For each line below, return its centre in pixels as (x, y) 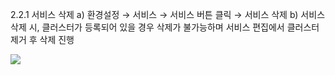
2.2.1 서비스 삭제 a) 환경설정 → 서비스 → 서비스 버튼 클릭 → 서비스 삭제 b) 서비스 (168, 14)
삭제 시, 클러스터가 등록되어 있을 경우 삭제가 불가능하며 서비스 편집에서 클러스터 (165, 27)
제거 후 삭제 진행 (42, 39)
